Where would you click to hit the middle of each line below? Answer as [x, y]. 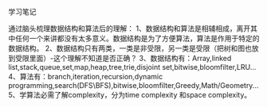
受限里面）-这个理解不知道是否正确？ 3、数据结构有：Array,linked [123, 58]
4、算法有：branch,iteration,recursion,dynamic [86, 76]
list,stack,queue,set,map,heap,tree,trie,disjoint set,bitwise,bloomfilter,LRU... [132, 67]
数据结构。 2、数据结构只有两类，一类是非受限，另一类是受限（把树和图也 [130, 48]
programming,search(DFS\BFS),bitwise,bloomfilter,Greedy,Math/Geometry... [133, 85]
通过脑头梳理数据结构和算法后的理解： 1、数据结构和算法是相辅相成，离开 [130, 29]
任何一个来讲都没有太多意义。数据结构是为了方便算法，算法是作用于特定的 [137, 38]
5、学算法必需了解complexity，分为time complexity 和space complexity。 [130, 95]
